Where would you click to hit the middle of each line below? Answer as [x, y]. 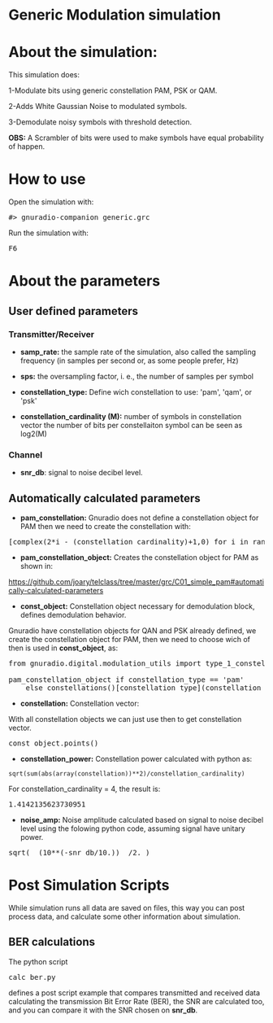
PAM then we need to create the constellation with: [105, 527]
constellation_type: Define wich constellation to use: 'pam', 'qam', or [136, 391]
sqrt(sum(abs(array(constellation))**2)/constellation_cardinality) [127, 774]
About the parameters [84, 281]
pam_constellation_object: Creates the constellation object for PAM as [139, 557]
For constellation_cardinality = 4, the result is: [84, 789]
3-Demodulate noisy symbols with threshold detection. [100, 122]
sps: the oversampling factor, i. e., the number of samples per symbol [137, 376]
